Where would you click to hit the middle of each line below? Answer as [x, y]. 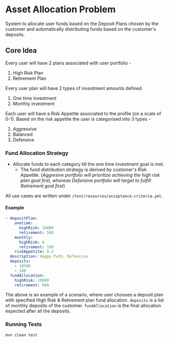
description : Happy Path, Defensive [49, 256]
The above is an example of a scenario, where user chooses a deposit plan [84, 295]
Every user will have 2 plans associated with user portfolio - [68, 63]
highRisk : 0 [31, 242]
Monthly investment [34, 103]
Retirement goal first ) [43, 186]
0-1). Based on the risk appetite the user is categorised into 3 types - [78, 119]
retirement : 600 [32, 285]
